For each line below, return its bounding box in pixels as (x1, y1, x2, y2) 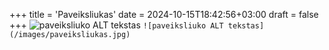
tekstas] (227, 21, 265, 31)
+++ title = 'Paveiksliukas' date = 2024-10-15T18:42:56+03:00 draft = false (9, 9, 319, 20)
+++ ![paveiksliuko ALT (9, 19, 224, 31)
